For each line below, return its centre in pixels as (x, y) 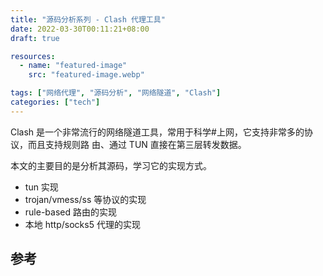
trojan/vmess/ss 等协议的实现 (85, 199)
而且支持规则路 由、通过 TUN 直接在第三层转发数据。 (137, 144)
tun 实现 (41, 187)
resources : (33, 56)
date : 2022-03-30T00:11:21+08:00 (80, 29)
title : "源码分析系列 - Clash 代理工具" (88, 19)
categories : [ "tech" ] (55, 102)
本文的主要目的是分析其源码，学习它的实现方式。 (111, 165)
